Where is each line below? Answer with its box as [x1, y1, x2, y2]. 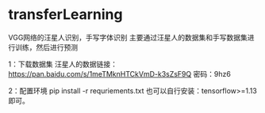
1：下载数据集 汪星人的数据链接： [8, 59, 117, 69]
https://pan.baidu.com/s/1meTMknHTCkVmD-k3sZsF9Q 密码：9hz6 [8, 69, 232, 78]
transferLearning [8, 6, 123, 24]
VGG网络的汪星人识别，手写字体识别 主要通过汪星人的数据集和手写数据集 [8, 32, 248, 42]
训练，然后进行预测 [14, 42, 78, 52]
